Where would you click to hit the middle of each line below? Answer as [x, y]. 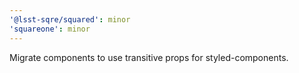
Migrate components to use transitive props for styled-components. [149, 57]
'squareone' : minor [50, 29]
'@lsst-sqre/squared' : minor [70, 19]
